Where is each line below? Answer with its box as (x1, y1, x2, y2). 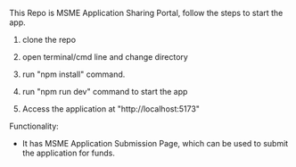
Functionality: (9, 121, 60, 131)
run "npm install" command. (21, 69, 126, 79)
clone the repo (21, 35, 77, 45)
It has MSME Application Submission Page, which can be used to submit (21, 138, 289, 148)
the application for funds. (21, 147, 116, 158)
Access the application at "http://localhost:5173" (21, 104, 201, 114)
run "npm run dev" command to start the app (21, 87, 188, 96)
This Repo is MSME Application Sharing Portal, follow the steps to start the (9, 8, 284, 18)
